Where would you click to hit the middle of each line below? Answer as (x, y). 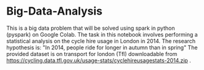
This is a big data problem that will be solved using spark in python (91, 28)
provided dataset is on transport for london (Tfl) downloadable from (92, 54)
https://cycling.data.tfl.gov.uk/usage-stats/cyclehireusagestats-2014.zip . (99, 60)
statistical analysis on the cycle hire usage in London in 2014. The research (101, 41)
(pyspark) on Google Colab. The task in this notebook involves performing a (102, 34)
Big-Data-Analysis (55, 11)
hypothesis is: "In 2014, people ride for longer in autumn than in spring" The (102, 47)
